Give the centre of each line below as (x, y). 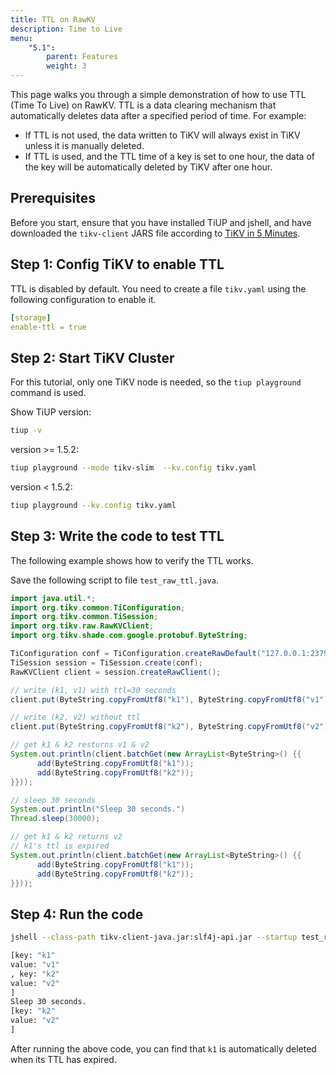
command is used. (48, 393)
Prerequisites (53, 198)
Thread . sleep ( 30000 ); (55, 819)
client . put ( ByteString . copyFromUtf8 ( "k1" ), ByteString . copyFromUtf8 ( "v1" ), (171, 699)
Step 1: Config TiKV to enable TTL (117, 264)
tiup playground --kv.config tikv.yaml (93, 505)
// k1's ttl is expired (60, 846)
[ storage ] (31, 317)
